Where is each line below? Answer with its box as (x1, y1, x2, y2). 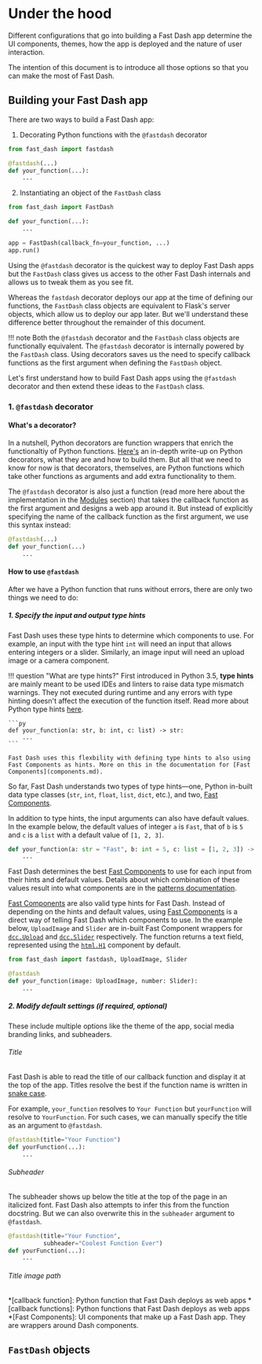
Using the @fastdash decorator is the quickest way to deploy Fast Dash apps (8, 260, 254, 270)
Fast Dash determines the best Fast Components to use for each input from (8, 866, 253, 877)
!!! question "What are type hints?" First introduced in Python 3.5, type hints (8, 671, 254, 680)
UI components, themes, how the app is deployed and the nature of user (8, 39, 242, 48)
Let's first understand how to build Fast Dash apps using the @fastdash (8, 373, 237, 382)
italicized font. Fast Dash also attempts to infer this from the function (8, 1200, 230, 1209)
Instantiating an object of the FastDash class (19, 188, 162, 197)
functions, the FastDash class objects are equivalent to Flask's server (8, 300, 231, 311)
